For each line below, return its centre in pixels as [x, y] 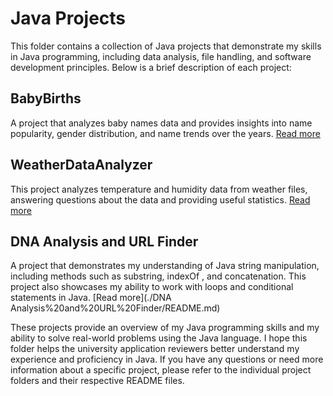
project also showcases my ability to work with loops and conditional [152, 287]
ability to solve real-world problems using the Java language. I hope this [159, 338]
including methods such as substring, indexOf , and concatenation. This [158, 276]
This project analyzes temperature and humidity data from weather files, [159, 189]
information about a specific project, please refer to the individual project [161, 370]
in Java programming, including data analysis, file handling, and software [161, 56]
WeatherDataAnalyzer [81, 165]
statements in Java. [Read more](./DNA [91, 298]
